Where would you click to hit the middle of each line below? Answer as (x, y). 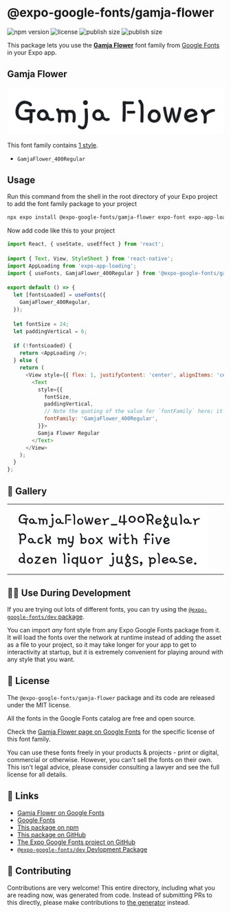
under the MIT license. (39, 705)
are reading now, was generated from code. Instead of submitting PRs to (110, 895)
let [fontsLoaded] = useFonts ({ (60, 295)
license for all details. (37, 774)
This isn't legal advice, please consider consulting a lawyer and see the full (113, 767)
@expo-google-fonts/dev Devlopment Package (82, 849)
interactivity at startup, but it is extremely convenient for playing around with (115, 652)
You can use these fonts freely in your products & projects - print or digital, (113, 752)
